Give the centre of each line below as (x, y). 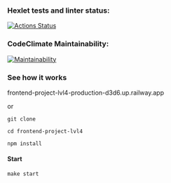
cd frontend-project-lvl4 (45, 131)
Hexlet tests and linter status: (59, 11)
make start (23, 174)
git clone (22, 119)
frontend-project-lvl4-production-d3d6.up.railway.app (86, 93)
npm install (25, 143)
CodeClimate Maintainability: (58, 44)
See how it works (37, 77)
